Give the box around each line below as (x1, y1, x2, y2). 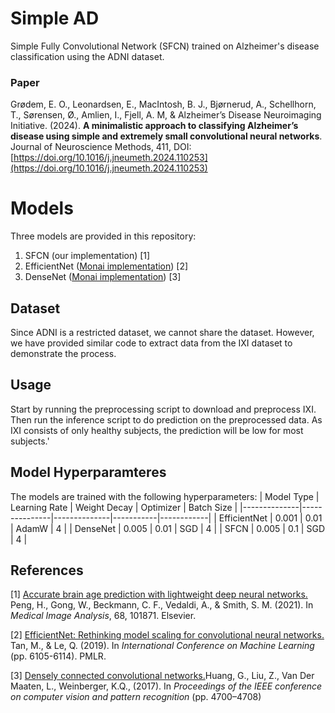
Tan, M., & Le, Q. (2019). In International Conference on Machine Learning (10, 640, 315, 652)
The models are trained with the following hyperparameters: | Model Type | (10, 490, 320, 502)
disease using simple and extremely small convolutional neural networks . (10, 130, 323, 142)
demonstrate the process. (10, 347, 117, 359)
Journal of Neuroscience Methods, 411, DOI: (10, 141, 192, 153)
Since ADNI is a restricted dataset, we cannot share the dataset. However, (10, 326, 315, 338)
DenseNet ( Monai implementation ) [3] (24, 271, 182, 283)
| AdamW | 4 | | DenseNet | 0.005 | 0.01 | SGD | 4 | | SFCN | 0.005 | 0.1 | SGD (10, 522, 325, 534)
